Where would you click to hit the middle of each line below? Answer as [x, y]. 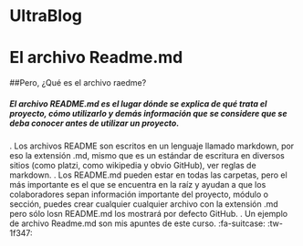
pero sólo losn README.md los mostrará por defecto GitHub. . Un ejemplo [149, 214]
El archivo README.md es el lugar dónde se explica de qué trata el [138, 103]
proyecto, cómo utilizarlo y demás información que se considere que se [148, 113]
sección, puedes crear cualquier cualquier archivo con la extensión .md [144, 204]
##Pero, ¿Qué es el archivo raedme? [78, 83]
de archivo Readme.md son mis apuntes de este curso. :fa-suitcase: [138, 223]
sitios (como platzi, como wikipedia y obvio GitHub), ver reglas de [133, 166]
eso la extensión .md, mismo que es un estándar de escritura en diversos [147, 156]
